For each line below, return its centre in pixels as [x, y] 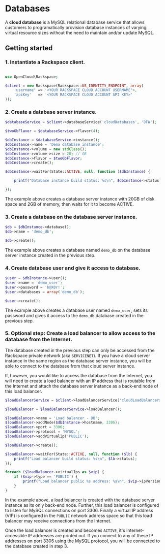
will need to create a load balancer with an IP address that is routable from [80, 381]
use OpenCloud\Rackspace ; [31, 77]
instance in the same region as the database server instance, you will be [78, 360]
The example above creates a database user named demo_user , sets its [77, 310]
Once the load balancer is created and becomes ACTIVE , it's [65, 530]
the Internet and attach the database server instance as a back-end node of [82, 386]
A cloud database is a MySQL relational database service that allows [75, 22]
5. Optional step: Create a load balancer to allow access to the [80, 333]
